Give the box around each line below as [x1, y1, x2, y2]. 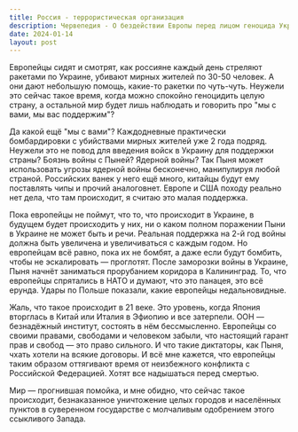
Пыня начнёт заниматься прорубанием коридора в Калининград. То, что [9, 266, 286, 277]
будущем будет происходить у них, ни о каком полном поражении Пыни [9, 219, 286, 230]
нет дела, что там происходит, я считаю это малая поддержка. [9, 192, 248, 203]
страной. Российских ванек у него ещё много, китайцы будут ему [9, 174, 260, 185]
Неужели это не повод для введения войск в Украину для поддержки [9, 145, 275, 156]
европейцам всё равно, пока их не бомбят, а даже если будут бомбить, [9, 247, 282, 258]
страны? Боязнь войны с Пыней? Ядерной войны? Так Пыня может [9, 154, 264, 165]
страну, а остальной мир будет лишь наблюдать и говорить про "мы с [9, 99, 277, 111]
